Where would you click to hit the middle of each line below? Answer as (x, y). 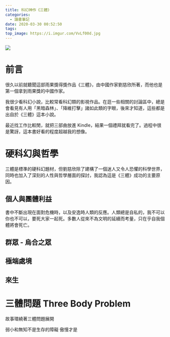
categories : (18, 15)
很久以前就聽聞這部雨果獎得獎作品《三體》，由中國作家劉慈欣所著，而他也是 (84, 85)
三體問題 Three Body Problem (68, 304)
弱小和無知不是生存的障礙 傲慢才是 (41, 329)
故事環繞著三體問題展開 (30, 319)
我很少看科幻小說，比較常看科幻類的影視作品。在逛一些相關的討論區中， (80, 101)
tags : (11, 29)
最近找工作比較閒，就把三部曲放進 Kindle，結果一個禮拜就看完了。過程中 (81, 125)
